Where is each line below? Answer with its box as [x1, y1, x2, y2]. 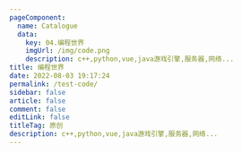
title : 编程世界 [9, 63, 65, 72]
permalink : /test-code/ [9, 80, 99, 89]
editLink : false [9, 113, 70, 122]
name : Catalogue [17, 21, 78, 30]
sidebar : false [9, 88, 66, 97]
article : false [9, 96, 66, 106]
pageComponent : [9, 13, 66, 22]
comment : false [9, 105, 66, 114]
